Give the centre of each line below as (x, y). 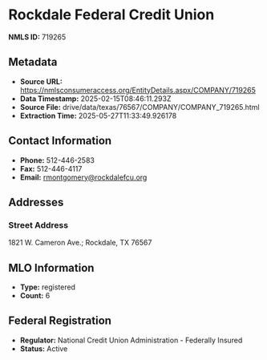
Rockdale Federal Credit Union (111, 15)
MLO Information (51, 267)
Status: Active (44, 348)
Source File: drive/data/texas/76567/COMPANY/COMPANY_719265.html (140, 107)
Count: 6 (35, 296)
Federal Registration (60, 321)
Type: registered (48, 287)
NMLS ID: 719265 (37, 37)
